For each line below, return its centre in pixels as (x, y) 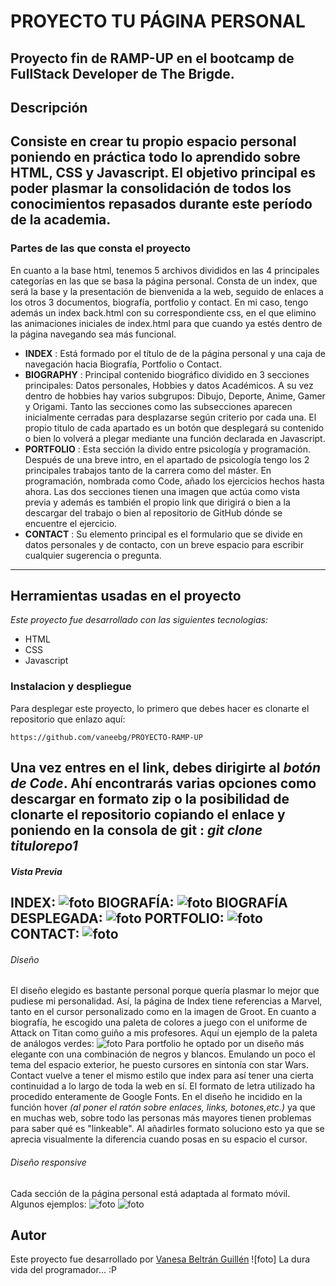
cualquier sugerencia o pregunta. (93, 555)
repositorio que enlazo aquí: (68, 719)
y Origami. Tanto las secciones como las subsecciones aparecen (158, 406)
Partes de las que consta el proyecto (101, 248)
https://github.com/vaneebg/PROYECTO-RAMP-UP (106, 737)
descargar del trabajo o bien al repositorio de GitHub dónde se (153, 512)
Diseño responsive (48, 1162)
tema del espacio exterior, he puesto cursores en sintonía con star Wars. (159, 1065)
